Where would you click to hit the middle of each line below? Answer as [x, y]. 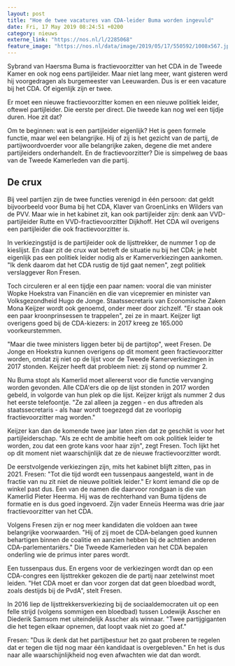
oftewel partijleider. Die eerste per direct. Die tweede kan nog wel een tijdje [115, 110]
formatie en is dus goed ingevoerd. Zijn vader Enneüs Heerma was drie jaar [116, 504]
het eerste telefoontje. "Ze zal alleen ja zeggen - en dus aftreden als [105, 402]
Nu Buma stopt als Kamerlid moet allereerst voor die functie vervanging [110, 380]
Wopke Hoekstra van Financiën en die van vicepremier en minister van [109, 293]
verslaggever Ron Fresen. [44, 272]
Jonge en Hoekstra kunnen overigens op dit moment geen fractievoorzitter [115, 352]
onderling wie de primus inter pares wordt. [69, 555]
